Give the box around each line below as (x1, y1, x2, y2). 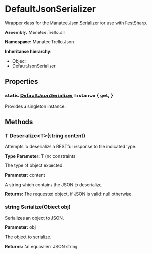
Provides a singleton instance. (5, 103, 66, 109)
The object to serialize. (5, 234, 51, 240)
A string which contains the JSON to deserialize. (5, 182, 103, 188)
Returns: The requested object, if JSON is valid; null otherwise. (5, 191, 133, 197)
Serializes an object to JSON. (5, 215, 64, 221)
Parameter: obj (5, 224, 36, 230)
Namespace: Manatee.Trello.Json (5, 38, 74, 45)
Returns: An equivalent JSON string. (5, 243, 79, 249)
